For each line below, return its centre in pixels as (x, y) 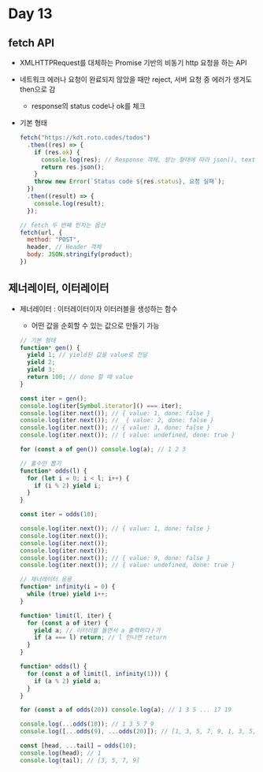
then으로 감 (37, 89)
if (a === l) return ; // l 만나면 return (100, 638)
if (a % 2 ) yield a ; (68, 681)
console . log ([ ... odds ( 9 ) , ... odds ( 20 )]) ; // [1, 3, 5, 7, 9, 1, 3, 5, (138, 732)
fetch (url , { (41, 232)
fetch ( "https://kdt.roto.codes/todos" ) (85, 138)
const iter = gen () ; (53, 399)
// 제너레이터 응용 (46, 580)
